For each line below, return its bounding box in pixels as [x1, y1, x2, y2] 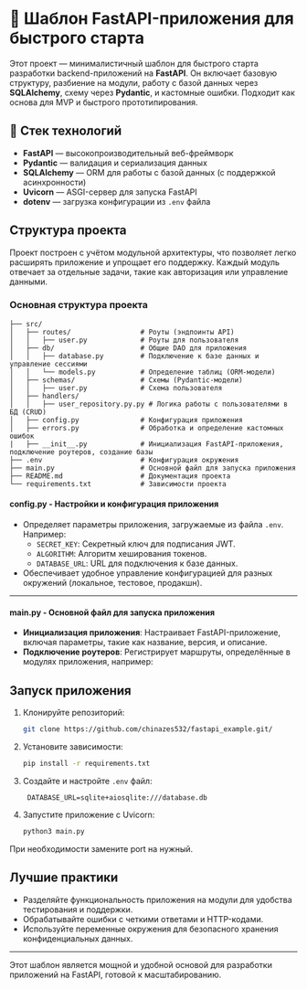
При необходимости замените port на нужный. [9, 843, 194, 854]
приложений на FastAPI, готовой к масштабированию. [9, 969, 222, 980]
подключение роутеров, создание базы [9, 447, 153, 456]
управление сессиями [9, 359, 89, 368]
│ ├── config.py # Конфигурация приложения [9, 415, 244, 424]
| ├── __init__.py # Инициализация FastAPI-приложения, [9, 439, 284, 449]
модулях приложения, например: [22, 656, 153, 667]
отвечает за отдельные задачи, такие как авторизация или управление [9, 266, 289, 277]
